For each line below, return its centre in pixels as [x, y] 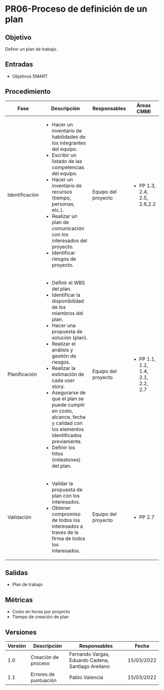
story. [58, 386]
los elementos [68, 429]
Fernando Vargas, [89, 654]
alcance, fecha [69, 417]
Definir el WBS [69, 283]
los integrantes [69, 143]
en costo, [62, 411]
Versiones [21, 632]
